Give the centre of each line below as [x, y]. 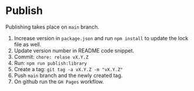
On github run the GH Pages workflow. [59, 81]
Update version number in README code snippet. [74, 50]
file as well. [28, 44]
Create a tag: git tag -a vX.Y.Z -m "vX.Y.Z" [69, 69]
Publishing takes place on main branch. [52, 27]
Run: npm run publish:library [50, 63]
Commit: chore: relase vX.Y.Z [51, 57]
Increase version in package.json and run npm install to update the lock [101, 38]
